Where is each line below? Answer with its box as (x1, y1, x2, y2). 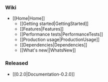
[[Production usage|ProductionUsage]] (19, 36, 100, 42)
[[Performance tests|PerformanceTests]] (19, 31, 104, 37)
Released (5, 59, 28, 66)
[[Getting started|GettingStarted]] (19, 20, 89, 26)
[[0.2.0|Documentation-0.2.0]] (12, 71, 75, 77)
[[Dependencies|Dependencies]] (19, 42, 88, 48)
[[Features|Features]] (19, 26, 64, 32)
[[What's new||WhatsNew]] (19, 47, 76, 53)
